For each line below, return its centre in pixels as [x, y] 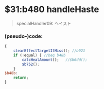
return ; [21, 78]
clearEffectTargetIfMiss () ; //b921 [49, 51]
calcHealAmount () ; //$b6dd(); [55, 59]
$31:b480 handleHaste [52, 9]
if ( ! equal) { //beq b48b [40, 55]
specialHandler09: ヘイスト [44, 23]
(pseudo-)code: [24, 36]
